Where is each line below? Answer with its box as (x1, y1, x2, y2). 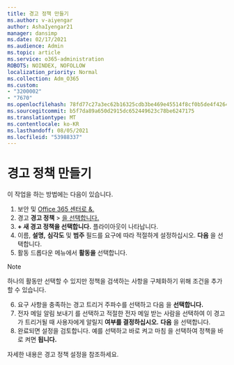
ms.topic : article (7, 50, 61, 57)
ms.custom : (7, 82, 39, 89)
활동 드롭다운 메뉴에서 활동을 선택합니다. (17, 248, 127, 257)
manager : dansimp (7, 29, 58, 37)
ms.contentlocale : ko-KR (7, 120, 79, 128)
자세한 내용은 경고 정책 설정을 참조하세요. (7, 350, 119, 359)
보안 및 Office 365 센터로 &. (17, 205, 95, 214)
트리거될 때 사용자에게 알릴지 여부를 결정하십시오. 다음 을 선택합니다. (24, 318, 211, 327)
